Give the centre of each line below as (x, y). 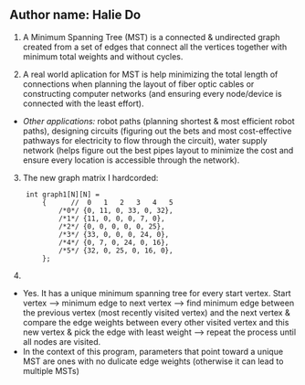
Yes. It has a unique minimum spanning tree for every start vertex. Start (157, 293)
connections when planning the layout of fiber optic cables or (138, 84)
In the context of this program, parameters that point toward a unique (153, 351)
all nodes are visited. (62, 341)
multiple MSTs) (51, 370)
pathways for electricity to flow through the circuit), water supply (145, 140)
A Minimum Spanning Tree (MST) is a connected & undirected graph (151, 37)
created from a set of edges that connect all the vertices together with (155, 47)
